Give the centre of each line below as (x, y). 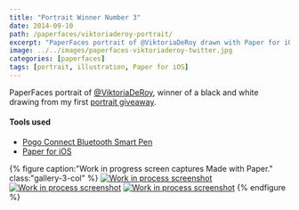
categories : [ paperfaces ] (57, 59)
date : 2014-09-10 (41, 26)
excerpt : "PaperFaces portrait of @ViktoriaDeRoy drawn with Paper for (145, 42)
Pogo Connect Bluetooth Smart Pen (87, 142)
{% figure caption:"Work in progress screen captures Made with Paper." (141, 169)
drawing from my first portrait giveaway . (83, 101)
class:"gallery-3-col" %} (54, 178)
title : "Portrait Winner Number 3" (75, 17)
